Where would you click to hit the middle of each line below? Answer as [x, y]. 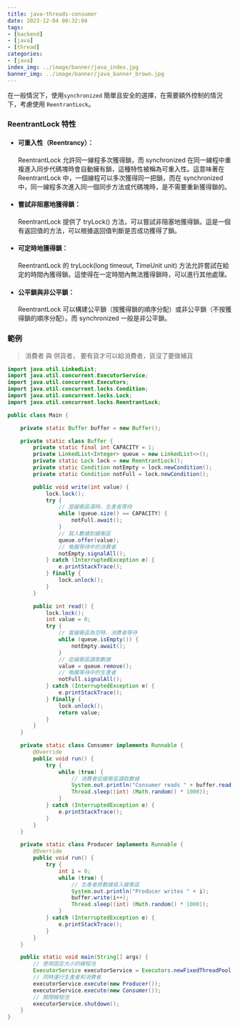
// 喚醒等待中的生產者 [87, 673]
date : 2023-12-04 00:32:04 [47, 21]
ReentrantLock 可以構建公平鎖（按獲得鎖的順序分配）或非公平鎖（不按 [121, 309]
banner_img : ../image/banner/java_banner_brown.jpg [86, 74]
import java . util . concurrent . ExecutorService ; [78, 376]
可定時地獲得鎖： [43, 248]
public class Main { [38, 415]
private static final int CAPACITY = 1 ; [94, 447]
